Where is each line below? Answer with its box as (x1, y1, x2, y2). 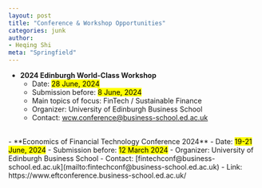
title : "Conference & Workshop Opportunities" (8, 19, 166, 27)
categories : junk (8, 26, 66, 34)
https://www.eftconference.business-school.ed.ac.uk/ (8, 170, 187, 180)
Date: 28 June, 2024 (31, 79, 100, 88)
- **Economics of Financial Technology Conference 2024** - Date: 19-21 (8, 137, 252, 146)
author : (8, 33, 34, 42)
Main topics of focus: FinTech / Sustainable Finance (31, 96, 202, 105)
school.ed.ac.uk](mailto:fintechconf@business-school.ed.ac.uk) (8, 163, 220, 171)
